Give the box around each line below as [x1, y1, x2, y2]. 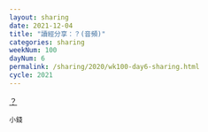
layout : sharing [9, 12, 69, 22]
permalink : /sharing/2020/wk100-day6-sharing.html [9, 63, 200, 72]
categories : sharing [9, 37, 86, 47]
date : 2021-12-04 [9, 21, 73, 30]
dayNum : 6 [9, 54, 46, 63]
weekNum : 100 [9, 46, 58, 55]
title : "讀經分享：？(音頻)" [9, 29, 106, 38]
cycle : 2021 [9, 71, 53, 80]
